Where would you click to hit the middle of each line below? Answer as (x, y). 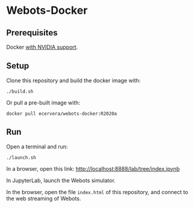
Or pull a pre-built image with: (43, 102)
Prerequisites (32, 33)
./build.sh (20, 91)
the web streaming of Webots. (44, 198)
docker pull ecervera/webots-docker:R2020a (62, 114)
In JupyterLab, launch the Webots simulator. (61, 180)
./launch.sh (21, 158)
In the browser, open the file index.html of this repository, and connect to (97, 192)
